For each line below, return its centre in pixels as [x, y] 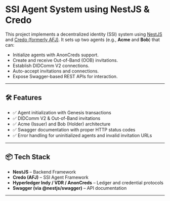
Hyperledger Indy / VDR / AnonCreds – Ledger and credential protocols [88, 182]
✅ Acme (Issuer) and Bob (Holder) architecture [61, 124]
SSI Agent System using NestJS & [78, 9]
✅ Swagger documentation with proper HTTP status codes [74, 129]
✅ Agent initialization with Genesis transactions [62, 112]
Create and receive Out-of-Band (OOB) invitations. [65, 60]
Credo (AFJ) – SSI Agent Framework [50, 177]
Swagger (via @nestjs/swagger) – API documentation [70, 188]
